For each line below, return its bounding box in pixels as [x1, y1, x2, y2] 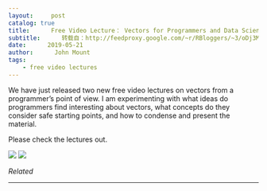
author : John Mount [8, 49, 91, 57]
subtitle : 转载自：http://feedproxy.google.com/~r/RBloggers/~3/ [8, 33, 242, 42]
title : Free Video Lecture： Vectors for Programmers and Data [8, 26, 238, 34]
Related [8, 166, 33, 176]
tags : [8, 57, 26, 64]
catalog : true [8, 19, 56, 27]
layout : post [8, 11, 66, 20]
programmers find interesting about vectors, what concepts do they [8, 102, 230, 111]
